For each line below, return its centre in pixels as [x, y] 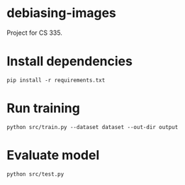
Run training [44, 108]
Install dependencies [69, 61]
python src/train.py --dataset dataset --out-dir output [92, 127]
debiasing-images [61, 13]
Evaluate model [53, 155]
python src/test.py [35, 174]
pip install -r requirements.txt [56, 80]
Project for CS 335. [35, 33]
